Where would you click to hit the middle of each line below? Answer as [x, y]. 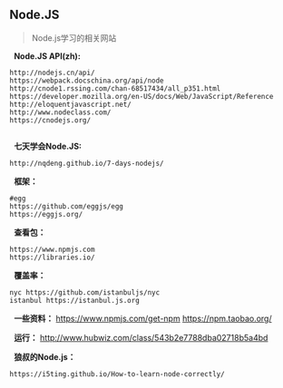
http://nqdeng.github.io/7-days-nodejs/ [87, 163]
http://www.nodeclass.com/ [60, 112]
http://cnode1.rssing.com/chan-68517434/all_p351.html [115, 88]
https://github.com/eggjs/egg [67, 206]
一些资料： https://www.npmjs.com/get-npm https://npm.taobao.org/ [142, 318]
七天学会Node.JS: [47, 146]
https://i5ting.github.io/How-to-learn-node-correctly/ [117, 374]
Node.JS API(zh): [47, 56]
